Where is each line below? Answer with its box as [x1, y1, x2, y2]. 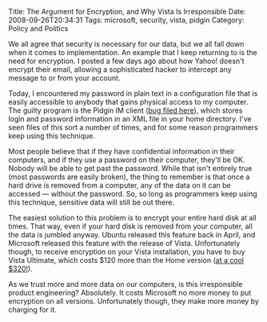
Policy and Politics [8, 24, 69, 33]
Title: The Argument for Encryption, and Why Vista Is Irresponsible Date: [8, 7, 246, 16]
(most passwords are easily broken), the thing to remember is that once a [8, 172, 250, 181]
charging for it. [8, 305, 58, 314]
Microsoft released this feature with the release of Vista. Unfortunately [8, 239, 241, 248]
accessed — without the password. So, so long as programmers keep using [8, 189, 257, 198]
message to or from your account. [8, 74, 121, 82]
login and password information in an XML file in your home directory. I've [8, 114, 252, 123]
